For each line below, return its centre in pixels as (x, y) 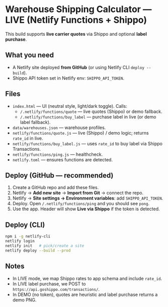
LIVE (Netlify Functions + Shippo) (76, 20)
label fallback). (35, 122)
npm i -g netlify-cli (28, 236)
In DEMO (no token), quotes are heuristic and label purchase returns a (85, 294)
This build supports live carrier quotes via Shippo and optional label (76, 34)
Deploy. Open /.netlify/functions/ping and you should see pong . (81, 204)
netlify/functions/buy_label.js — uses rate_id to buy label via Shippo (87, 143)
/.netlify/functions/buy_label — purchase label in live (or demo (88, 116)
